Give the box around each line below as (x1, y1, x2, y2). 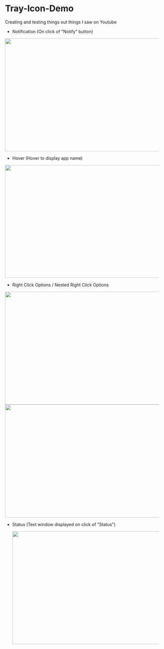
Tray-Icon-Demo (5, 3, 74, 14)
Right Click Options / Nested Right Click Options (12, 282, 109, 288)
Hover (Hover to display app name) (12, 155, 83, 161)
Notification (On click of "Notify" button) (12, 28, 94, 34)
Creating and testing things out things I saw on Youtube (5, 19, 117, 25)
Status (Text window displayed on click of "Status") (12, 521, 116, 527)
